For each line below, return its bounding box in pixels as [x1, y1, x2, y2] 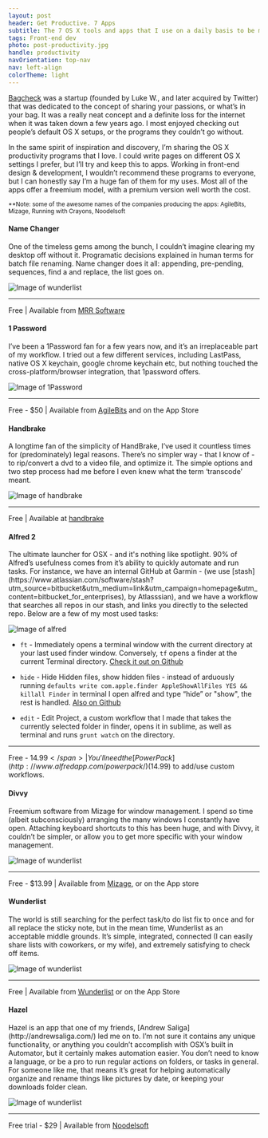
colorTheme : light [8, 71, 69, 79]
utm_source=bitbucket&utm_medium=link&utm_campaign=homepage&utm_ [8, 583, 258, 593]
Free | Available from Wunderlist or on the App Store [8, 986, 180, 996]
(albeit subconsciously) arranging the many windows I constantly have [8, 815, 241, 824]
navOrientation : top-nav [8, 57, 91, 65]
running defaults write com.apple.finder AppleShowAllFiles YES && [19, 681, 247, 690]
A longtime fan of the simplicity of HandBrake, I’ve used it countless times [8, 441, 251, 451]
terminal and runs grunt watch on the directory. [19, 730, 175, 740]
